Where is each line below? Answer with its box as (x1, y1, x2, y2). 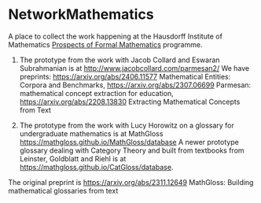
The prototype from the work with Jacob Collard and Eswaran (19, 55, 220, 65)
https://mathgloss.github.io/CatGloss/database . (19, 162, 174, 172)
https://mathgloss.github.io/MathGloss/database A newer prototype (19, 137, 240, 146)
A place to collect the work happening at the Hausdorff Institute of (8, 31, 222, 41)
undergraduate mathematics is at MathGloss (19, 128, 164, 138)
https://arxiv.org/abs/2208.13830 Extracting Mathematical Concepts (19, 97, 241, 106)
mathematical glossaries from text (8, 186, 119, 195)
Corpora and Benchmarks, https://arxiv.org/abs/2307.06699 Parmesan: (19, 80, 252, 90)
